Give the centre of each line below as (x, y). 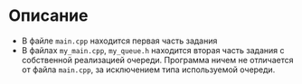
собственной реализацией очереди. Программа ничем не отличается (157, 60)
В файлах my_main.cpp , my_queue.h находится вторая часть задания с (153, 50)
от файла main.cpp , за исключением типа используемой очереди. (148, 70)
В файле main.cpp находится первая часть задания (119, 41)
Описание (48, 16)
